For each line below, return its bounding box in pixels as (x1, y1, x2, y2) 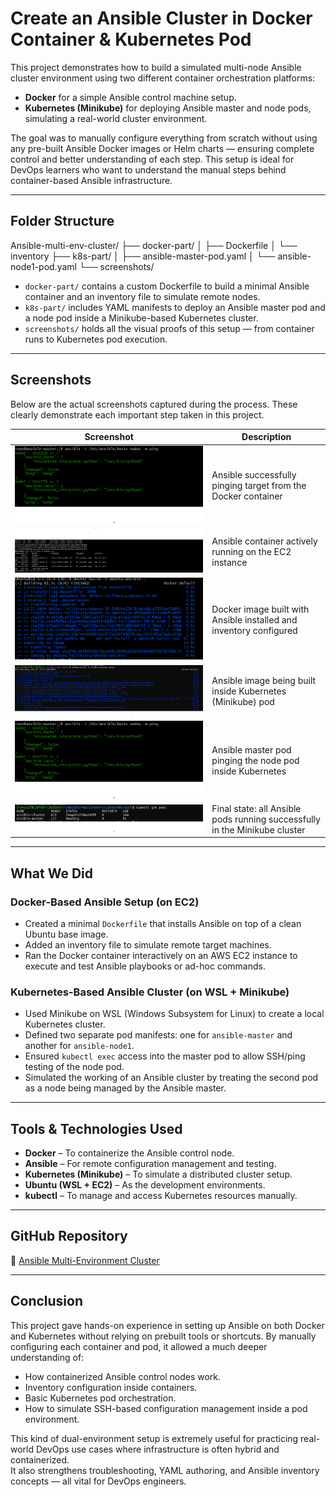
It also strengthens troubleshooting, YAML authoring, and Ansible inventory (10, 1464, 320, 1476)
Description (241, 431, 292, 443)
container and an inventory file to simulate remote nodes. (24, 290, 261, 302)
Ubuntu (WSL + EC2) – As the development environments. (24, 1179, 266, 1191)
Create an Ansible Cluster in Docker (10, 7, 313, 30)
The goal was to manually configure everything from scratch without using (10, 132, 318, 144)
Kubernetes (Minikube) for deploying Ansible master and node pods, (24, 102, 312, 114)
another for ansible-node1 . (24, 1040, 135, 1052)
